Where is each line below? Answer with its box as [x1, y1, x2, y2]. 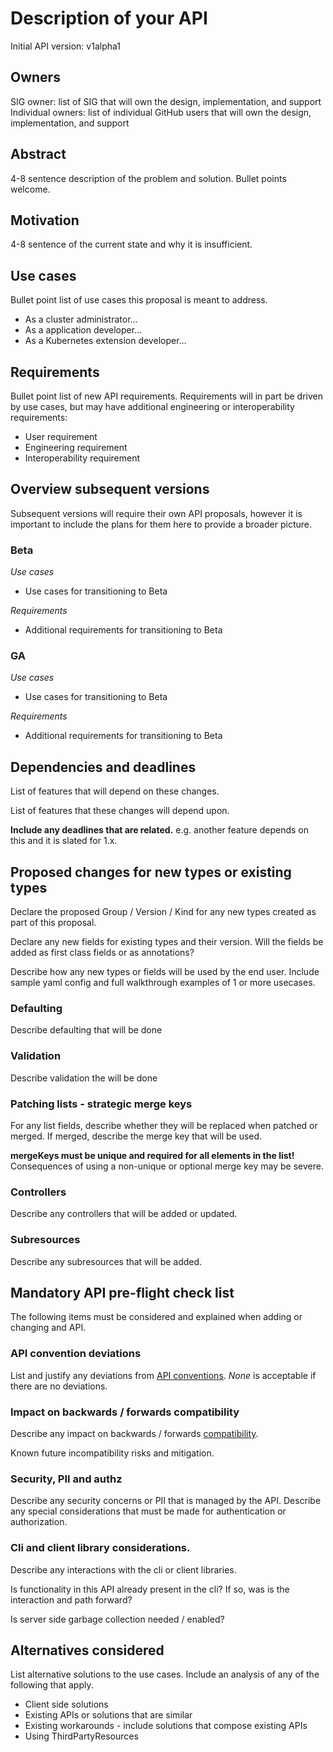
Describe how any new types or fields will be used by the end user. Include [10, 966, 320, 978]
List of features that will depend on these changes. [10, 785, 220, 797]
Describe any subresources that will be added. [10, 1255, 203, 1267]
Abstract [10, 146, 67, 163]
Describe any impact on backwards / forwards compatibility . [10, 1427, 259, 1439]
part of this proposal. [10, 917, 97, 929]
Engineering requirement [24, 442, 128, 453]
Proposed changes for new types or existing [10, 863, 292, 881]
